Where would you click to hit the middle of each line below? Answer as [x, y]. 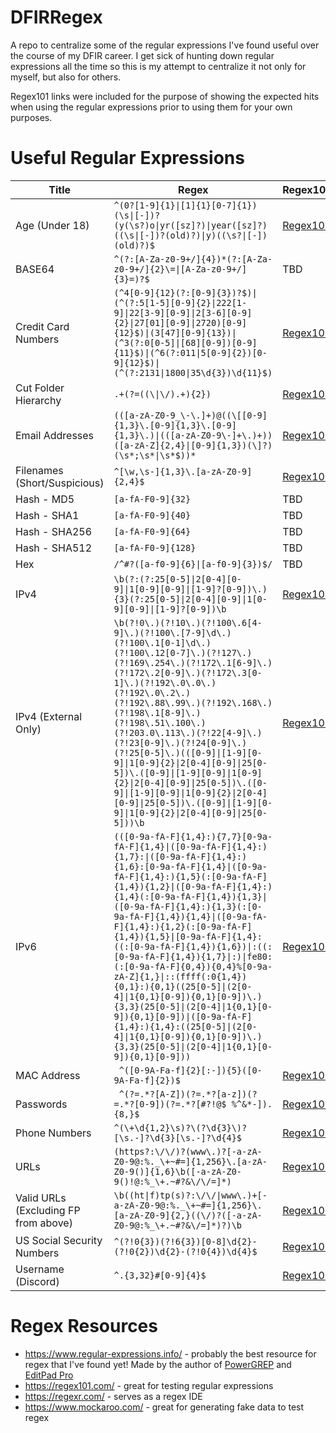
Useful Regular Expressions [127, 158]
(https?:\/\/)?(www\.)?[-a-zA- [188, 1151]
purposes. [31, 117]
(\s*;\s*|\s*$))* [155, 455]
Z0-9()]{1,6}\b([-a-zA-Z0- [178, 1171]
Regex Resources [84, 1326]
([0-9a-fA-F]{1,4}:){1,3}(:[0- [188, 906]
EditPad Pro [49, 1375]
